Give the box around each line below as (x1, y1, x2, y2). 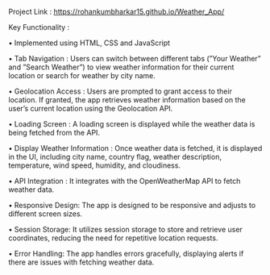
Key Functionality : (8, 23, 70, 31)
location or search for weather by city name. (8, 71, 156, 80)
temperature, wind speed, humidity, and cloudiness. (8, 160, 181, 170)
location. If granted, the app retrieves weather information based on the (8, 95, 246, 104)
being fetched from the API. (8, 128, 101, 137)
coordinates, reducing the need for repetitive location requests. (8, 233, 218, 243)
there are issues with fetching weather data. (8, 257, 155, 267)
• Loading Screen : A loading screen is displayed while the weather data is (8, 119, 255, 128)
